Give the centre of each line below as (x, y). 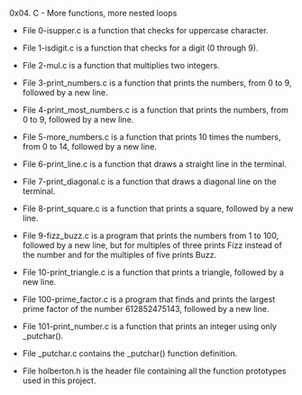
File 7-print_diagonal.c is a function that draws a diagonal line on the (149, 181)
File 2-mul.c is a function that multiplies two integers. (121, 65)
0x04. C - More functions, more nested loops (93, 13)
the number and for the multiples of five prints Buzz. (119, 255)
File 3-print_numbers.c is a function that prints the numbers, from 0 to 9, (157, 83)
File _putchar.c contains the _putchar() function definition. (130, 354)
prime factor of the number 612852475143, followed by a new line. (146, 309)
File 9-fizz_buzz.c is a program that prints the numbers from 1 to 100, (151, 235)
